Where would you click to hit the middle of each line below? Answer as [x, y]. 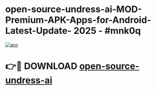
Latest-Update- [38, 31]
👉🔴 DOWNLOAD [41, 66]
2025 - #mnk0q [107, 31]
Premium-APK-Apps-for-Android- [78, 20]
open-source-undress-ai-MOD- [74, 9]
